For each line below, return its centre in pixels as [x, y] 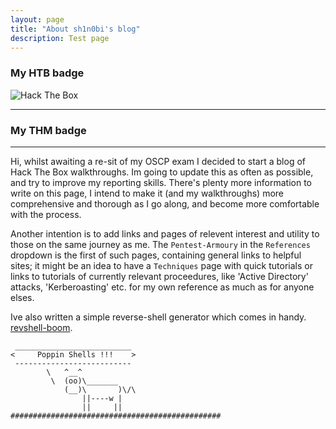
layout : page [37, 19]
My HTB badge [47, 73]
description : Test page [60, 38]
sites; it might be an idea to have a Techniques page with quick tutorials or [161, 265]
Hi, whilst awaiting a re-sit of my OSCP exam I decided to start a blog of [158, 161]
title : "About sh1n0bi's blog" [75, 29]
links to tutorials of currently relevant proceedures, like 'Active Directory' [159, 276]
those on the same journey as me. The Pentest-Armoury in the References [160, 244]
